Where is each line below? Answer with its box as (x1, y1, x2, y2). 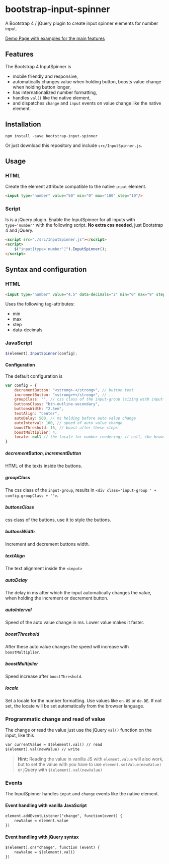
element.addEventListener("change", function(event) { (5, 814, 123, 819)
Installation (5, 120, 41, 129)
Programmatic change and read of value (5, 716, 106, 723)
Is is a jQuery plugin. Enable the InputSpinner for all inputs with (5, 217, 135, 223)
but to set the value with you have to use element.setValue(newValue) (17, 761, 162, 767)
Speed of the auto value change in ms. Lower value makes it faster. (5, 620, 144, 626)
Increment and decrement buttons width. (5, 541, 90, 547)
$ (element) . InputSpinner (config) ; (5, 351, 78, 356)
